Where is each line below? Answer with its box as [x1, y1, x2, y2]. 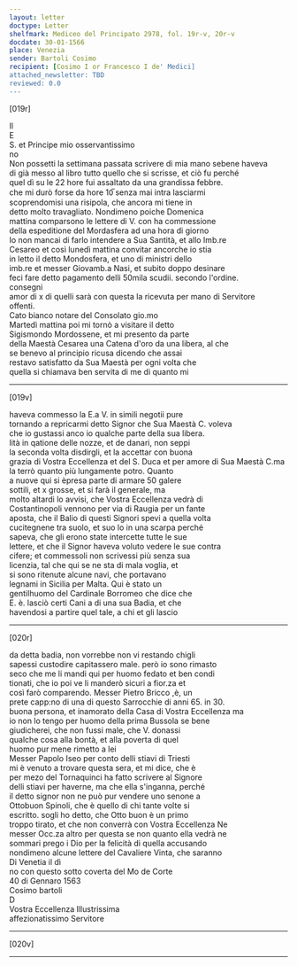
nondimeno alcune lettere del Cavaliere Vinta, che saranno [9, 847, 223, 858]
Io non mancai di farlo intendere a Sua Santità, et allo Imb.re [9, 234, 227, 245]
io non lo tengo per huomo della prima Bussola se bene [9, 715, 210, 726]
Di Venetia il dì [9, 856, 62, 867]
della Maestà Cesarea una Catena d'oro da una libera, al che [9, 338, 230, 348]
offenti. [9, 300, 35, 311]
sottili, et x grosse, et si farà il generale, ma [9, 484, 166, 495]
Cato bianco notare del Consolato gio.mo [9, 309, 159, 320]
